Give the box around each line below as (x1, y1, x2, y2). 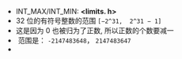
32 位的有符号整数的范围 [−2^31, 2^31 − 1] (15, 16, 162, 25)
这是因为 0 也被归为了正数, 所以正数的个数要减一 (15, 26, 174, 35)
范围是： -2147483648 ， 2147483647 (17, 35, 131, 45)
